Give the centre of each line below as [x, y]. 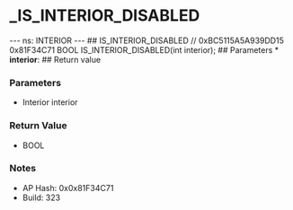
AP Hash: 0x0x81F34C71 [68, 188]
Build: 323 [41, 197]
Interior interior [50, 102]
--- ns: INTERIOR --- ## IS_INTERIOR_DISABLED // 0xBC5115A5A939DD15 [147, 40]
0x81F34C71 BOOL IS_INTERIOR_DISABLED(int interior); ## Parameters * [144, 49]
